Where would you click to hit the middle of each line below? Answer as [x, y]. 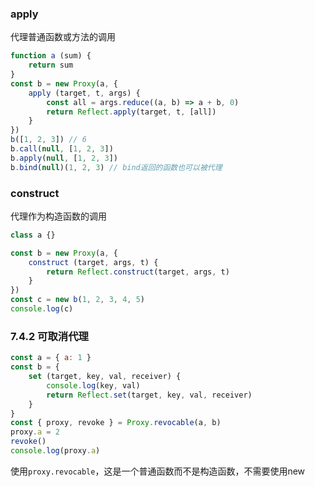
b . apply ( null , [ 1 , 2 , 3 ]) [64, 158]
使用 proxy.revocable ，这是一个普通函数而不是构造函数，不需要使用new [158, 471]
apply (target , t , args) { [84, 93]
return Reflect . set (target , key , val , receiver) [149, 395]
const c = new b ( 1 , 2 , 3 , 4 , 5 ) [78, 300]
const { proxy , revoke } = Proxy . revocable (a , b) [116, 423]
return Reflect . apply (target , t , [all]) [131, 112]
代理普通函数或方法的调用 [63, 37]
